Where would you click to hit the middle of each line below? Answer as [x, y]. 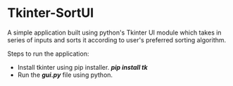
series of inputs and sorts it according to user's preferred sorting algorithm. [117, 39]
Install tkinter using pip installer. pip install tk [82, 67]
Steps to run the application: [48, 54]
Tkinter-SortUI [51, 13]
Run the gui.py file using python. [65, 75]
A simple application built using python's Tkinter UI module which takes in [114, 32]
